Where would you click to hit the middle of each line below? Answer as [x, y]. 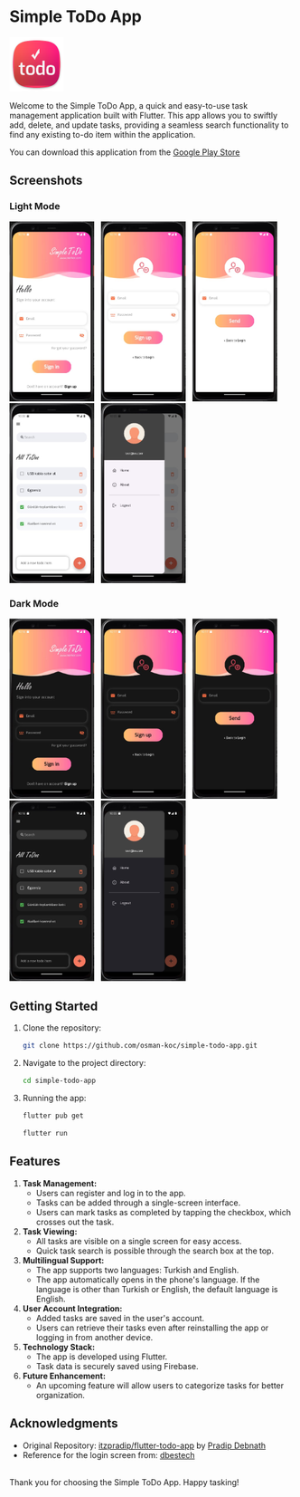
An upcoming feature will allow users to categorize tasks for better [160, 1385]
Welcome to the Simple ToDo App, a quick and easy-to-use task [129, 105]
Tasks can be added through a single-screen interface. [138, 1203]
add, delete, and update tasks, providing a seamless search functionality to [149, 125]
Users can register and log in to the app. [111, 1193]
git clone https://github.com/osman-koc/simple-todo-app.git [140, 1046]
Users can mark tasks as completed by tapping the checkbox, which [164, 1212]
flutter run [45, 1134]
